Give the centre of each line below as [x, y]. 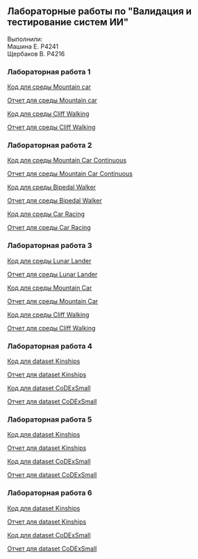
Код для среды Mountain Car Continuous [67, 160]
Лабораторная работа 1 [49, 72]
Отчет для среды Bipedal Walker [55, 201]
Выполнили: [25, 39]
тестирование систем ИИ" [68, 23]
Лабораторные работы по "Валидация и [100, 11]
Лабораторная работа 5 [50, 419]
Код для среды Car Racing [46, 214]
